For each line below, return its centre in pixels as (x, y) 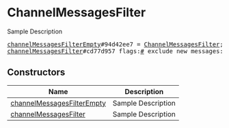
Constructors (36, 73)
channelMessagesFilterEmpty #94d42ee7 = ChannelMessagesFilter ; (115, 44)
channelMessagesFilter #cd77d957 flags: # (76, 51)
